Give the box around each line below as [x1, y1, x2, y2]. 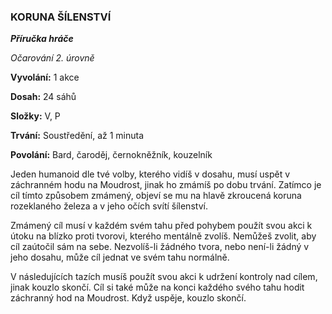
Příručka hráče [10, 33, 74, 45]
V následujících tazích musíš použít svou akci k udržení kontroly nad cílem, [10, 271, 318, 283]
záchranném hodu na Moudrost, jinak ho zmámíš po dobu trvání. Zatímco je [10, 179, 322, 191]
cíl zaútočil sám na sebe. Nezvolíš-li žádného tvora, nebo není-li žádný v [10, 241, 310, 253]
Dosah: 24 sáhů [10, 91, 77, 103]
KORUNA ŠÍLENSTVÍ [10, 10, 112, 24]
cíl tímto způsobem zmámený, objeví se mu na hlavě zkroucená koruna [10, 190, 302, 202]
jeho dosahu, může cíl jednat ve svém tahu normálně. [10, 251, 230, 264]
